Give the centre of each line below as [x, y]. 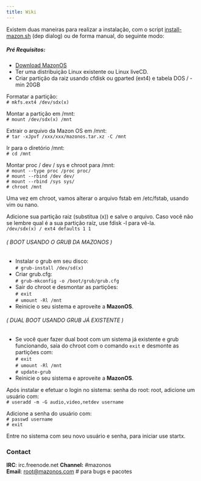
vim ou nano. [23, 204]
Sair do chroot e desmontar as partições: [66, 287]
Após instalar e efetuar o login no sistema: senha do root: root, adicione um [100, 390]
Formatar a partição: [32, 96]
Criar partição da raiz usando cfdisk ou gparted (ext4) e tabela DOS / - [104, 78]
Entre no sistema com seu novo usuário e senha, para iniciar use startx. [96, 436]
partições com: [34, 352]
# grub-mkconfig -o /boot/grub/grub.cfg [67, 281]
